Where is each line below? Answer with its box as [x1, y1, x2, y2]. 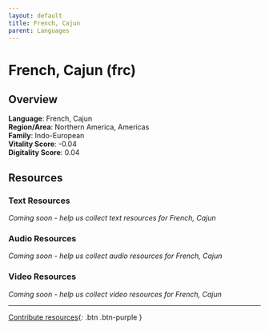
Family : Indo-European [8, 131, 85, 141]
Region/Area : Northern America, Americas [8, 122, 150, 132]
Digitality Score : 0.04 [8, 148, 80, 157]
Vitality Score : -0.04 [8, 139, 78, 149]
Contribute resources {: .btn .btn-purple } [8, 312, 143, 322]
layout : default [8, 11, 62, 20]
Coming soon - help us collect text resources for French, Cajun [8, 213, 216, 223]
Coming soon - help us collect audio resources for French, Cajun [8, 251, 223, 260]
